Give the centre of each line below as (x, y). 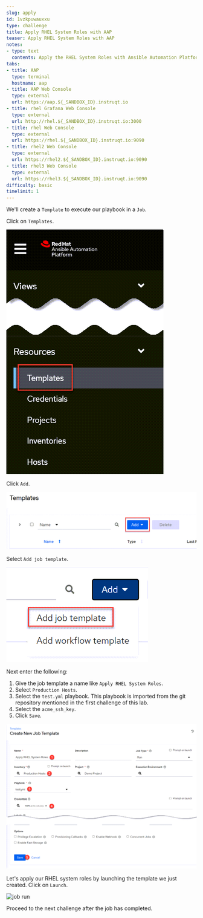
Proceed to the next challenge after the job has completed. (79, 908)
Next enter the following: (37, 671)
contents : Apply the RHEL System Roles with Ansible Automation (94, 57)
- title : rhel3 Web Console (42, 166)
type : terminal (31, 77)
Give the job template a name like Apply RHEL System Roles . (89, 683)
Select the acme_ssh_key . (45, 709)
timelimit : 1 (23, 192)
